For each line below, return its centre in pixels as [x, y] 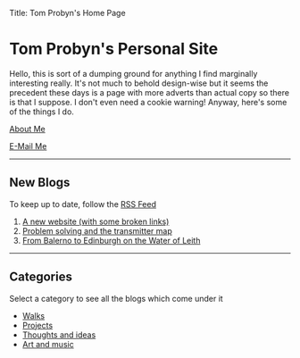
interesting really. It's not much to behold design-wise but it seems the [139, 83]
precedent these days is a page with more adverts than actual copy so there [150, 92]
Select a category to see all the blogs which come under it [116, 298]
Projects [37, 325]
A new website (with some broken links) [96, 221]
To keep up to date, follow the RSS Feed [83, 204]
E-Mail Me [28, 146]
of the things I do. [42, 112]
